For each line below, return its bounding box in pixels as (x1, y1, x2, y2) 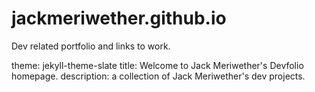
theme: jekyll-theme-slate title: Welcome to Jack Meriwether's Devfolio (11, 59, 304, 71)
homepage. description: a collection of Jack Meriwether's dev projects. (11, 70, 306, 82)
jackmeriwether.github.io (11, 7, 227, 30)
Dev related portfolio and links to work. (11, 40, 171, 52)
